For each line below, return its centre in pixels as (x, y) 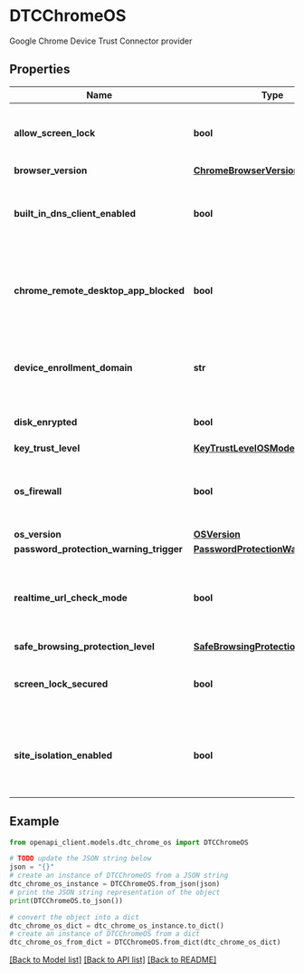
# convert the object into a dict (75, 917)
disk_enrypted (46, 422)
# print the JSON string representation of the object (115, 892)
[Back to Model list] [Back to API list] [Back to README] (113, 960)
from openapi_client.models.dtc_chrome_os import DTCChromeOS (129, 842)
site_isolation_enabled (63, 755)
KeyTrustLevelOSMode (244, 448)
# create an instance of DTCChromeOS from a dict (105, 934)
